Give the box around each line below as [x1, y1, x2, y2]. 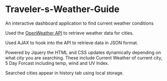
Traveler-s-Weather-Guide [5, 4, 120, 15]
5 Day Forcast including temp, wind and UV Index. [5, 60, 109, 66]
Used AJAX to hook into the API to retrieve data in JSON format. [5, 39, 139, 46]
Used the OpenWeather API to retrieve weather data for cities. [5, 30, 134, 36]
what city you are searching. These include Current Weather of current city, [5, 54, 162, 61]
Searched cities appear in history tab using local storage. [5, 69, 124, 76]
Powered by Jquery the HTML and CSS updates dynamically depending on [5, 49, 161, 55]
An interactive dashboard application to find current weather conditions [5, 20, 154, 26]
